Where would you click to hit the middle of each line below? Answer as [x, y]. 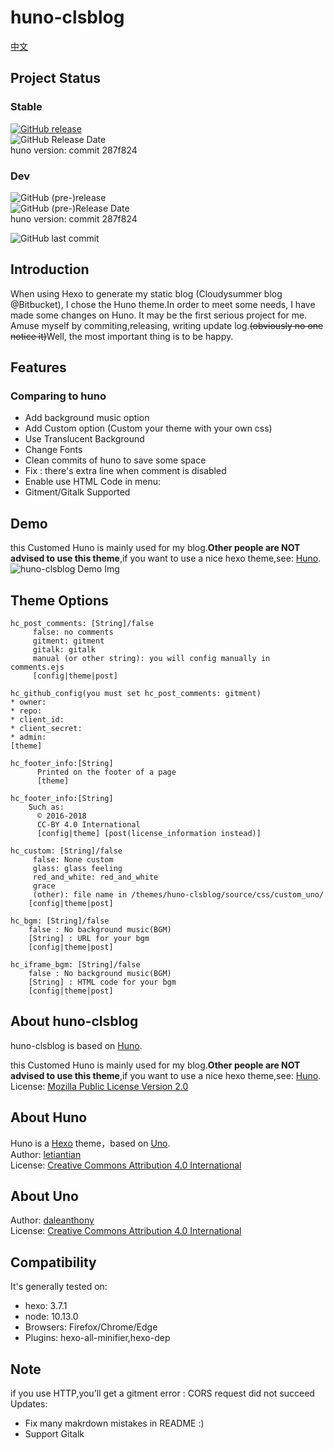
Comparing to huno [58, 396]
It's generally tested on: [59, 1287]
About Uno [44, 1196]
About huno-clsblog [74, 1021]
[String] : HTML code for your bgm [102, 982]
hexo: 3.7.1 [46, 1306]
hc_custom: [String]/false [66, 851]
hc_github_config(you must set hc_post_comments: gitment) [136, 694]
